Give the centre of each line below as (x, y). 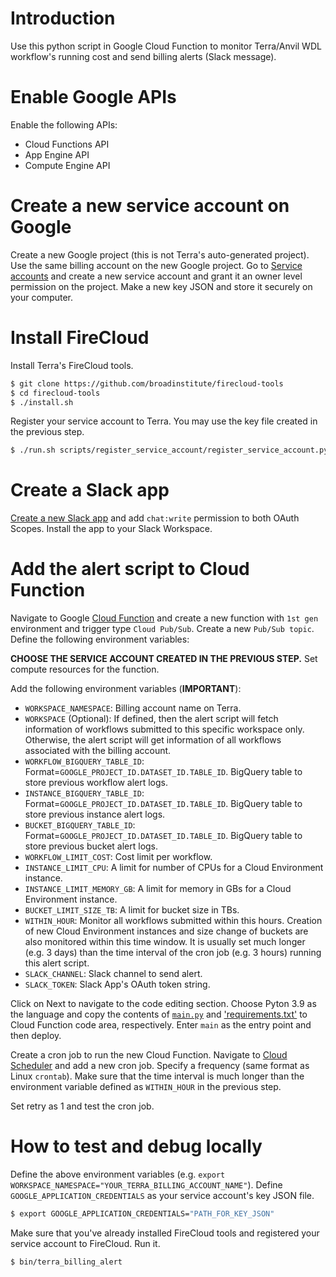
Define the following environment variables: (100, 639)
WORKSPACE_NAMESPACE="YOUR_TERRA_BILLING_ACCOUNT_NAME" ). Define (146, 1185)
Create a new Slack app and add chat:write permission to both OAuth (155, 518)
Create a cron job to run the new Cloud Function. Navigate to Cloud (149, 1055)
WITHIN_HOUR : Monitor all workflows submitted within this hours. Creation (173, 921)
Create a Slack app (90, 490)
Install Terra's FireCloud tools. (72, 365)
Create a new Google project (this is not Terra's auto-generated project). (160, 254)
